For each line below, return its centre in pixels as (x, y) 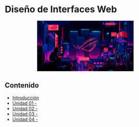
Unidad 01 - (24, 103)
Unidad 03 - (25, 114)
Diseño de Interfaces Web (61, 9)
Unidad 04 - (25, 119)
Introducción (26, 98)
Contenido (22, 86)
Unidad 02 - (25, 108)
